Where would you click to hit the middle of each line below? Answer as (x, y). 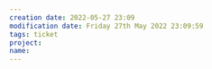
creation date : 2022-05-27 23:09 (72, 17)
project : (26, 43)
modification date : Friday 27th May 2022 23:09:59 (106, 26)
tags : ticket (34, 34)
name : (19, 51)
